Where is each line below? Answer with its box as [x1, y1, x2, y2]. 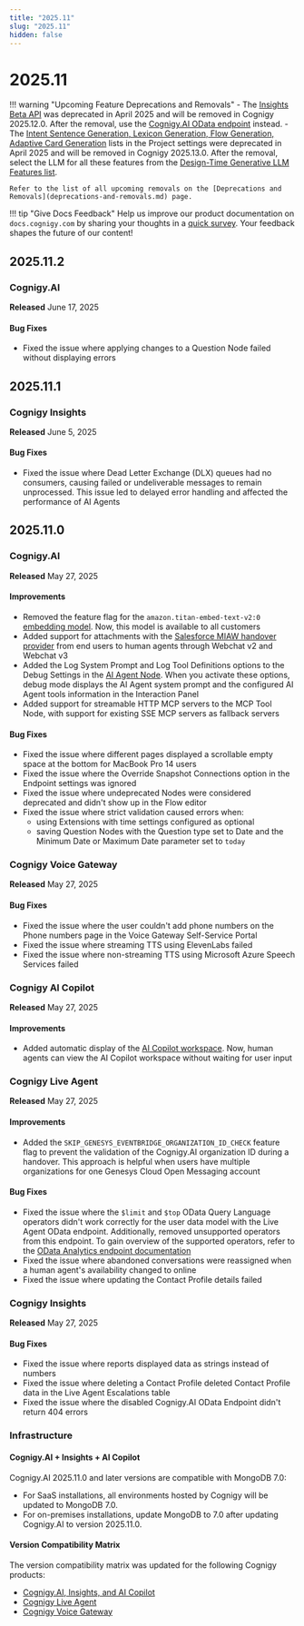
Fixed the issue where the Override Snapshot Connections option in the [22, 768, 290, 779]
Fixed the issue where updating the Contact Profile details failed [22, 1274, 263, 1285]
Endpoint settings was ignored [22, 778, 137, 789]
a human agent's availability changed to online [22, 1264, 197, 1276]
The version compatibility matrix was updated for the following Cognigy [9, 1559, 277, 1571]
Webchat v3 [22, 650, 68, 661]
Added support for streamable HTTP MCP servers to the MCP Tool [22, 698, 272, 709]
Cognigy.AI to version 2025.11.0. [22, 1518, 142, 1530]
